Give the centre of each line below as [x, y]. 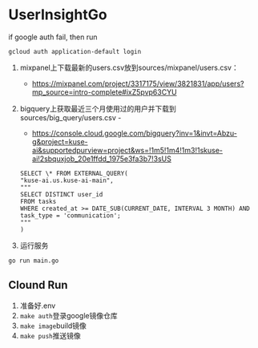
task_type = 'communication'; [71, 215]
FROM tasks [38, 201]
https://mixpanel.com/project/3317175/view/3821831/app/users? [138, 83]
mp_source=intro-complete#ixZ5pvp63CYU [105, 92]
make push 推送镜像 [50, 335]
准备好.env [38, 306]
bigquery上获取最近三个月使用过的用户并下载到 [98, 108]
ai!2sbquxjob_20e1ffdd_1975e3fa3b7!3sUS [102, 159]
